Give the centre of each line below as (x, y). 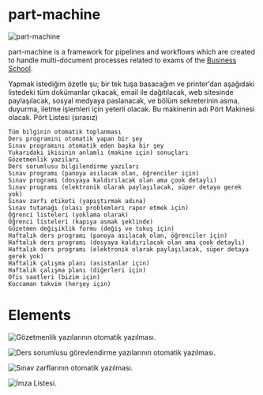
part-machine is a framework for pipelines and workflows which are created (131, 51)
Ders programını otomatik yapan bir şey (76, 139)
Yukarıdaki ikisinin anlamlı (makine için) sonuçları (99, 152)
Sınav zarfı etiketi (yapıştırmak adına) (77, 201)
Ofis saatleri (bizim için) (54, 277)
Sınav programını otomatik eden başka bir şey (86, 145)
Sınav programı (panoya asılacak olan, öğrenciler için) (104, 173)
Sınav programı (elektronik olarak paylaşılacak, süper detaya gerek (125, 187)
